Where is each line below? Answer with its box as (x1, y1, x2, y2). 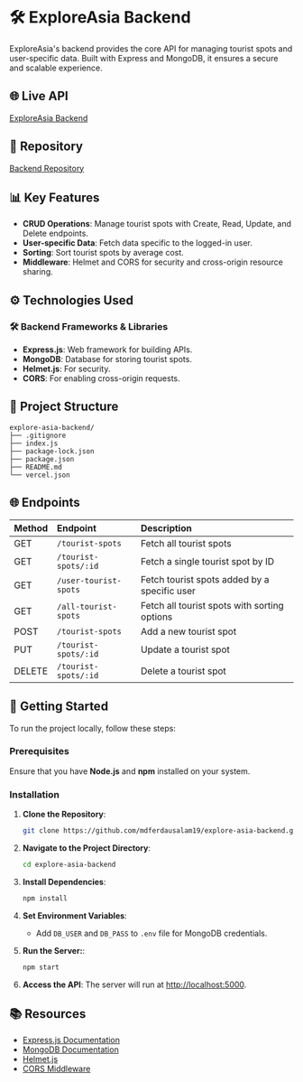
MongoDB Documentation (22, 1044, 119, 1055)
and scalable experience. (9, 62, 103, 73)
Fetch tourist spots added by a (141, 573, 270, 585)
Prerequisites (9, 745, 69, 758)
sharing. (22, 266, 54, 277)
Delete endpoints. (22, 228, 88, 239)
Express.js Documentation (22, 1035, 120, 1046)
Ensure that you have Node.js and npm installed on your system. (9, 765, 251, 777)
